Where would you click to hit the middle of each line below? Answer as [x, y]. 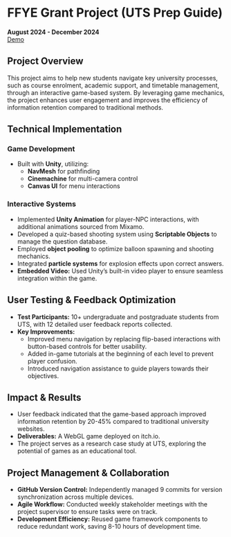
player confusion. [52, 361]
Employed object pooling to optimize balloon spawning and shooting [115, 248]
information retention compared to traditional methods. [85, 107]
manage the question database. [62, 241]
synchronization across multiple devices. [75, 497]
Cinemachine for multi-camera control [83, 179]
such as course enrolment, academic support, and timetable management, [113, 85]
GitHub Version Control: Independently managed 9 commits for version [120, 490]
